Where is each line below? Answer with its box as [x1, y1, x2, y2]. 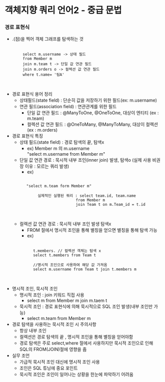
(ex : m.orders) [27, 127, 58, 133]
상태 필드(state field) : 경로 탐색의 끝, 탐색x [19, 139, 104, 145]
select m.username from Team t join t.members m [33, 267, 136, 272]
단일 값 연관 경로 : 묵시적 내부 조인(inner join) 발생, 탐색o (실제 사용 [19, 157, 151, 163]
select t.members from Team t [33, 253, 96, 258]
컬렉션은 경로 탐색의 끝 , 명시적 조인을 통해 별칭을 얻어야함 [19, 334, 133, 340]
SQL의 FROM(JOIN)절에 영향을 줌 [19, 346, 87, 352]
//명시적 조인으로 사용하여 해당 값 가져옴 [33, 262, 107, 268]
